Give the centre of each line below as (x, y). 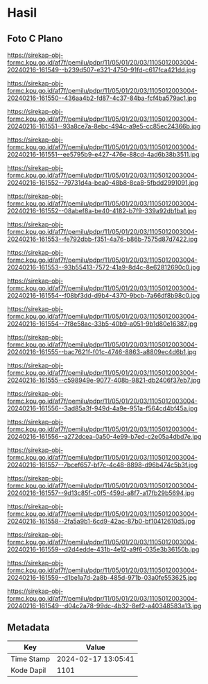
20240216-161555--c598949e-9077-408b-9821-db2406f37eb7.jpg (104, 380)
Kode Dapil (28, 670)
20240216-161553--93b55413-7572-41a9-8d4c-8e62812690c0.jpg (104, 267)
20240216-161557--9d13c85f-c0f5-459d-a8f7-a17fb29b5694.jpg (101, 493)
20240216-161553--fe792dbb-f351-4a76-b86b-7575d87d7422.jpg (102, 239)
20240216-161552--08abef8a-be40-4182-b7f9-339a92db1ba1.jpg (102, 211)
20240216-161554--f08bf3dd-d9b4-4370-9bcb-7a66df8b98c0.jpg (104, 295)
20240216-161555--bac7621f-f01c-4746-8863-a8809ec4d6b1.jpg (102, 352)
